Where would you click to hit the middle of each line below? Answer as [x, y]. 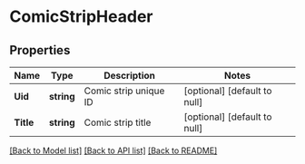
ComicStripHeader [81, 17]
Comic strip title [118, 122]
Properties [40, 50]
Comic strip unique [124, 91]
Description [130, 76]
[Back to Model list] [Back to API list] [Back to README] [113, 150]
